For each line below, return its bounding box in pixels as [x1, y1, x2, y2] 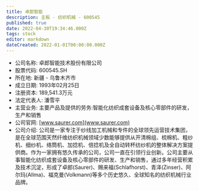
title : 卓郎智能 [6, 8, 43, 15]
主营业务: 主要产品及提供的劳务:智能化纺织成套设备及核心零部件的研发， [14, 104, 192, 111]
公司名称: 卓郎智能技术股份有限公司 [14, 59, 102, 66]
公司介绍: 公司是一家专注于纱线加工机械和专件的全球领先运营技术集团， [14, 126, 191, 133]
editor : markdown [6, 36, 50, 42]
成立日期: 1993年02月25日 [14, 81, 79, 88]
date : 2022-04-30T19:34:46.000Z [6, 25, 87, 32]
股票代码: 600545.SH [14, 66, 68, 73]
